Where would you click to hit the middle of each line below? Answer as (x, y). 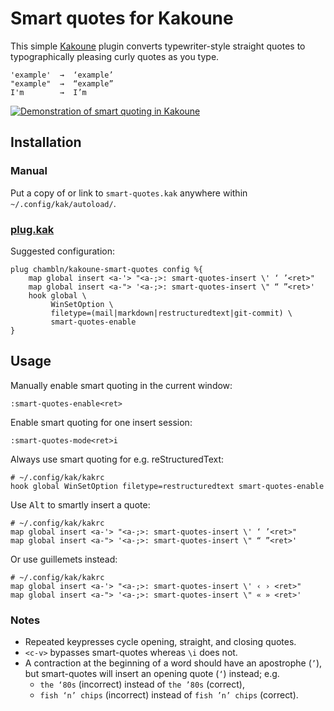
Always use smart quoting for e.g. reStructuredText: (117, 459)
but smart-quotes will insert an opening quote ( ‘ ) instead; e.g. (152, 674)
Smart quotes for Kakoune (122, 18)
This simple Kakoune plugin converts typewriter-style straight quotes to (158, 46)
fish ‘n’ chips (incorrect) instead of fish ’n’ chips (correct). (169, 695)
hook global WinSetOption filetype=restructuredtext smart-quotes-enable (167, 486)
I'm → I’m (48, 92)
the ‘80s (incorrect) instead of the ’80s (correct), (142, 684)
